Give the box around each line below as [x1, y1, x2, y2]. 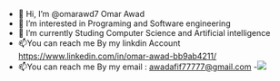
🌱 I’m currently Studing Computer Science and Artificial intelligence [17, 28, 271, 38]
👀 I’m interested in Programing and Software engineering [17, 18, 231, 29]
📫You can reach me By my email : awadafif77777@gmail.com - [17, 61, 257, 72]
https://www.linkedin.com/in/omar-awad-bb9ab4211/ [17, 50, 217, 61]
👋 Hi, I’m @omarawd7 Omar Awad [17, 9, 145, 19]
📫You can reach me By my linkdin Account [17, 38, 181, 49]
